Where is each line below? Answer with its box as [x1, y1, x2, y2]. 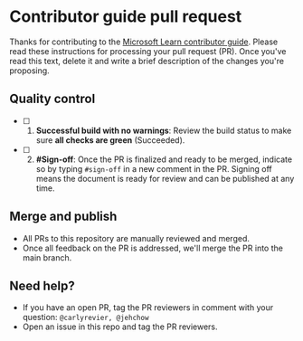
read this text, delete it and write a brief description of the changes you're [9, 55, 285, 66]
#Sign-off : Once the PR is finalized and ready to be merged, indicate [35, 154, 292, 165]
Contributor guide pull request [9, 6, 242, 27]
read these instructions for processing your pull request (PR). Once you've [9, 45, 287, 56]
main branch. [22, 251, 72, 263]
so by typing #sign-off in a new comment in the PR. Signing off [35, 163, 273, 174]
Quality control [9, 91, 96, 107]
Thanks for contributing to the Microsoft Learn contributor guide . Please [9, 36, 279, 47]
